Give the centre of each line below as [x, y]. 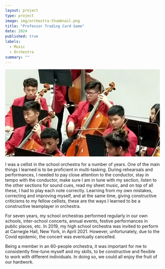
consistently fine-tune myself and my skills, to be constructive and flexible [80, 252]
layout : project [22, 10]
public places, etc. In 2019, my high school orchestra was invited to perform [82, 226]
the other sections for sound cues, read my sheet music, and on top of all [79, 185]
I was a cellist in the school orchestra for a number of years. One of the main [82, 164]
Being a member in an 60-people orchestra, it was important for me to [76, 246]
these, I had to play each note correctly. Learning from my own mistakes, [79, 190]
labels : [13, 42]
